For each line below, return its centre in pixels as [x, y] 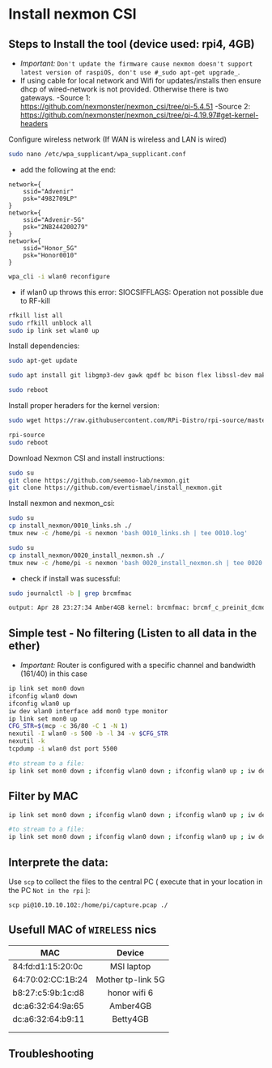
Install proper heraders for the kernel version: [84, 405]
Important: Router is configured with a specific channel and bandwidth [138, 666]
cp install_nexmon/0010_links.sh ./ [70, 526]
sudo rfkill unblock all [50, 323]
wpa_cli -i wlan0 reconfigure [59, 276]
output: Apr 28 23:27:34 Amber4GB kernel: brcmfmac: [99, 608]
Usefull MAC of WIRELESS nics [83, 930]
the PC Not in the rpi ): [49, 890]
